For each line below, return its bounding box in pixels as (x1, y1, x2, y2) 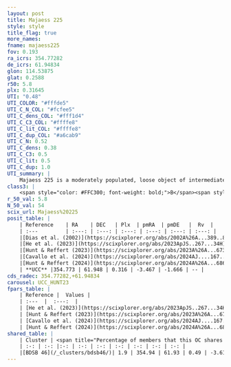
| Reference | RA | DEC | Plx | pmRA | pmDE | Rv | (19, 221, 214, 228)
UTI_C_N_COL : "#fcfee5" (7, 106, 76, 113)
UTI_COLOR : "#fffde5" (7, 100, 69, 107)
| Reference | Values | (19, 292, 91, 299)
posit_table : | (7, 215, 51, 222)
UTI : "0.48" (7, 94, 41, 101)
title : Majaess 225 (7, 17, 63, 23)
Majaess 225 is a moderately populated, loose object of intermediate (19, 176, 226, 183)
